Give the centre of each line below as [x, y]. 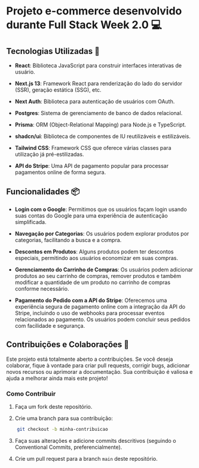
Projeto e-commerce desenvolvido [94, 11]
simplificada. [30, 222]
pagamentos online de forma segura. [60, 172]
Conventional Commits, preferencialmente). [68, 447]
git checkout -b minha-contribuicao [63, 429]
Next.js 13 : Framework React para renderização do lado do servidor [99, 83]
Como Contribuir [31, 394]
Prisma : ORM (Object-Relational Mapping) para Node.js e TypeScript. [100, 125]
